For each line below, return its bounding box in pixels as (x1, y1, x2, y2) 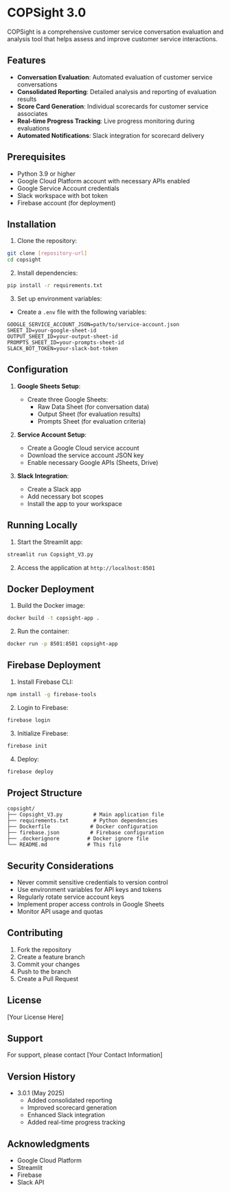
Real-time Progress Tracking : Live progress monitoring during (16, 117, 195, 125)
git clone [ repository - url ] (7, 250, 88, 257)
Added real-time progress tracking (27, 1118, 126, 1127)
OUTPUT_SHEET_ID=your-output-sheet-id (7, 333, 118, 340)
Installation (7, 218, 56, 230)
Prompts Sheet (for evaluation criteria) (37, 417, 146, 425)
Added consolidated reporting (27, 1097, 113, 1105)
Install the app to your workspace (27, 499, 122, 507)
